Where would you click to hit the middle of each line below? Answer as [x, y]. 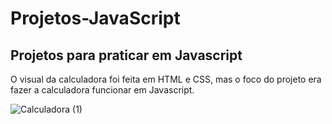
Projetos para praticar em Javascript [126, 55]
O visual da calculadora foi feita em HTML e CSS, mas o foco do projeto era [166, 79]
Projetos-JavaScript [95, 18]
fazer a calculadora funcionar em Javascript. [102, 90]
